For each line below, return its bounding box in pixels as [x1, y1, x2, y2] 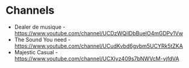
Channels [5, 4, 55, 17]
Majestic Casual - [14, 48, 58, 55]
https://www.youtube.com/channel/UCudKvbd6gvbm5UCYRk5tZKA [14, 42, 183, 50]
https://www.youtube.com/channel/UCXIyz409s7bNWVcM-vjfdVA [14, 55, 179, 62]
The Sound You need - [14, 36, 71, 43]
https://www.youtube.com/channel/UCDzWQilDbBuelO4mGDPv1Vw [14, 29, 184, 36]
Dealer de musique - [14, 23, 66, 30]
